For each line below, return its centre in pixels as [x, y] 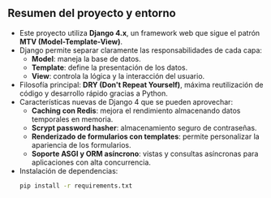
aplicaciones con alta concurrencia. [91, 162]
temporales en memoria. [72, 119]
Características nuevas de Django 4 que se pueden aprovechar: [126, 101]
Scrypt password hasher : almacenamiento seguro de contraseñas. [144, 127]
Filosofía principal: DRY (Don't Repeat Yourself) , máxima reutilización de [141, 84]
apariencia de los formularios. [81, 144]
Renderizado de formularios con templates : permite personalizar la [146, 136]
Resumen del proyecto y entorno [92, 13]
